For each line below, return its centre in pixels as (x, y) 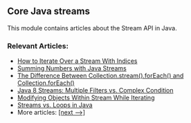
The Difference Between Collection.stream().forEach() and (100, 76)
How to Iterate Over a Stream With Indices (77, 61)
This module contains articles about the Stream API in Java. (92, 28)
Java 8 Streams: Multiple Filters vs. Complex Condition (95, 91)
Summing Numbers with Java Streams (72, 68)
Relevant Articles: (38, 46)
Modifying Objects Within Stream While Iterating (86, 98)
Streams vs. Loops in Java (55, 105)
